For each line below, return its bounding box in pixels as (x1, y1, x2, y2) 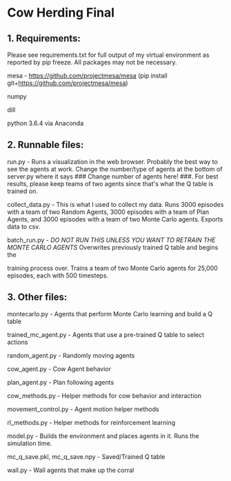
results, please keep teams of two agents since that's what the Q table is (7, 179, 214, 188)
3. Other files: (7, 291, 68, 303)
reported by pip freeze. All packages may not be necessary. (7, 58, 177, 66)
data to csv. (7, 222, 41, 230)
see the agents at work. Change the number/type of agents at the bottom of (7, 165, 223, 173)
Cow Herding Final (7, 5, 115, 21)
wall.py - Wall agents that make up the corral (7, 466, 134, 474)
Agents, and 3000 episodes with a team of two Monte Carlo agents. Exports (7, 215, 223, 223)
